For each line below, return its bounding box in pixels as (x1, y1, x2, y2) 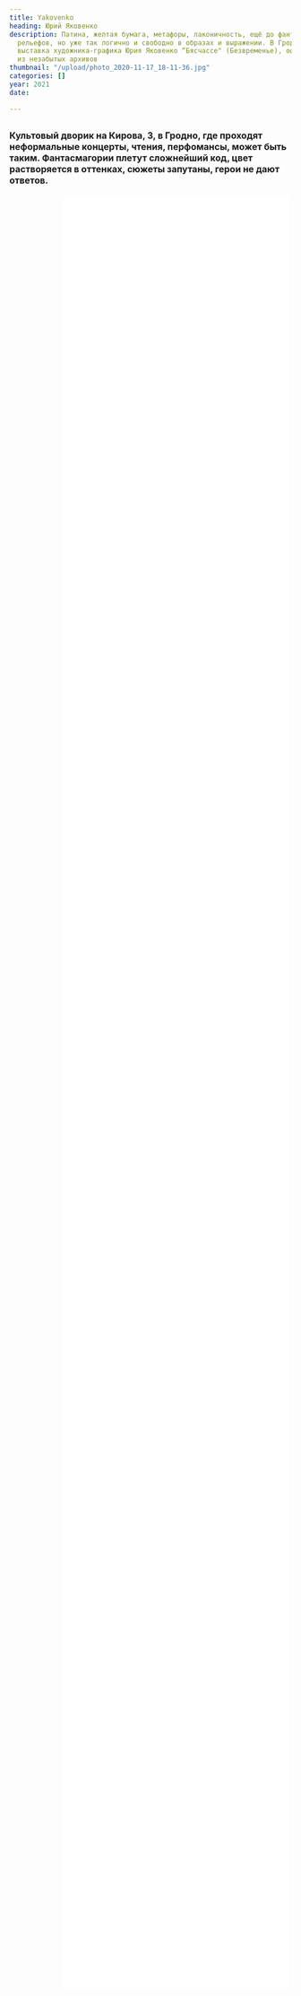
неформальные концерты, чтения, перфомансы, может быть (9, 140, 288, 152)
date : (9, 88, 30, 97)
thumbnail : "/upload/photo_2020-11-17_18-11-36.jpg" (9, 64, 211, 73)
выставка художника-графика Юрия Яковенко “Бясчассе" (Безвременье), (17, 47, 282, 56)
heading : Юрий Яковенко (9, 22, 99, 30)
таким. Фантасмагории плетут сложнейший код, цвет (9, 152, 254, 164)
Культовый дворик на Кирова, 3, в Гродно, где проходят (9, 129, 262, 142)
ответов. (9, 174, 49, 187)
